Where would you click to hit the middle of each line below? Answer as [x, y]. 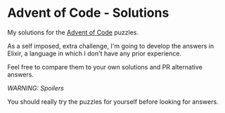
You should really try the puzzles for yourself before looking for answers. [113, 101]
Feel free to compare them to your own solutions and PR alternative [105, 67]
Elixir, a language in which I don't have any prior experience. [94, 53]
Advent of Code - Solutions [88, 13]
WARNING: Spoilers [36, 88]
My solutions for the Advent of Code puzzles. [73, 32]
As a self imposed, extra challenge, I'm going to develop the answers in [111, 46]
